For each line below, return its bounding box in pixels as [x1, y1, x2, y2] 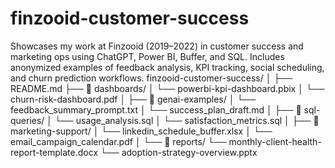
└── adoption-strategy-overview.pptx [99, 146, 258, 158]
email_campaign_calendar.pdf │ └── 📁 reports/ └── [10, 135, 227, 147]
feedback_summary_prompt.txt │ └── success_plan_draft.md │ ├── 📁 [10, 103, 302, 116]
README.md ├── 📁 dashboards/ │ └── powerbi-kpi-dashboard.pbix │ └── [10, 82, 325, 94]
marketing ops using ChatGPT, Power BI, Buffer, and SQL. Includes [10, 50, 285, 62]
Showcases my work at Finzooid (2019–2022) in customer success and [10, 40, 304, 52]
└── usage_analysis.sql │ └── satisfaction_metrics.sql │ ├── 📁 [54, 114, 320, 126]
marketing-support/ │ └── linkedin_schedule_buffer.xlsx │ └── [10, 125, 273, 137]
